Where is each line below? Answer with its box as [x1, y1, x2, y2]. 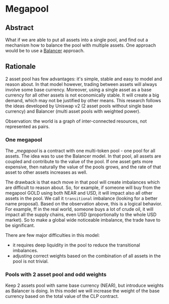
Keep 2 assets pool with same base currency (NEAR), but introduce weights [5, 283, 164, 289]
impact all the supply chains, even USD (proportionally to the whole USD [5, 211, 157, 218]
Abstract [5, 23, 34, 32]
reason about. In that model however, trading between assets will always [5, 81, 157, 87]
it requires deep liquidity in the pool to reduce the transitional [12, 242, 141, 248]
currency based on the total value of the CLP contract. [5, 293, 119, 299]
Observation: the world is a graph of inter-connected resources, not [5, 118, 147, 124]
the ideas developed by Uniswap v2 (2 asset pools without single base [5, 103, 153, 109]
